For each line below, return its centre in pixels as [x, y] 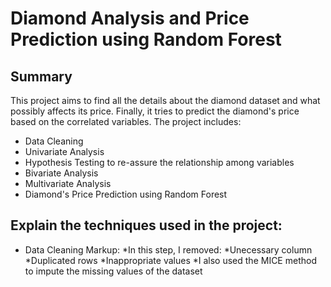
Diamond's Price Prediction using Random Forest [126, 194]
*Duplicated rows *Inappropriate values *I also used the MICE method [170, 260]
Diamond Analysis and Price [130, 18]
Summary [41, 76]
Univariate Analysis [64, 151]
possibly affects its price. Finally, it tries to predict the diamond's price [155, 111]
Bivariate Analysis [61, 173]
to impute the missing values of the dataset [113, 271]
